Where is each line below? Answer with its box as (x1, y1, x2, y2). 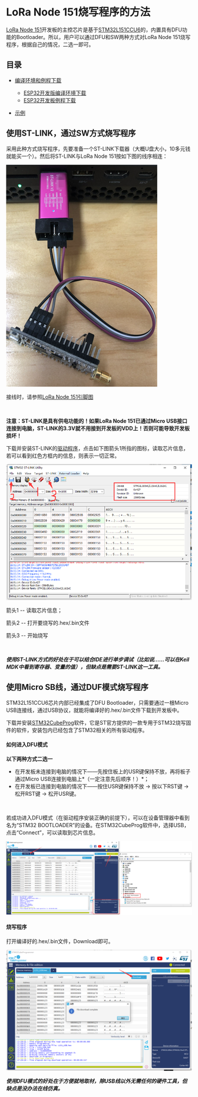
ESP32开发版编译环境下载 (23, 89, 87, 96)
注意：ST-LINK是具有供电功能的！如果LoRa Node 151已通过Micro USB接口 (6, 417, 187, 424)
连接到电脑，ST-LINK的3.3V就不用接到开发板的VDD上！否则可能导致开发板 (6, 424, 190, 432)
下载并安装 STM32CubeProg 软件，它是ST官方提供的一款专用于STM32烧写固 (6, 719, 192, 726)
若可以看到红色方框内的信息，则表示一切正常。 (6, 452, 120, 459)
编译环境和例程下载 (14, 76, 62, 83)
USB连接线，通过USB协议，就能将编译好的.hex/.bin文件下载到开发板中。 (6, 706, 183, 714)
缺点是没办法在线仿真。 (6, 1085, 63, 1092)
